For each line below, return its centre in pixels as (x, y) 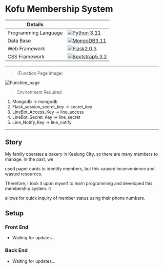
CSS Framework (26, 56)
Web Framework (26, 48)
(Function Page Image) (40, 73)
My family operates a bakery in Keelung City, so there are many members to (82, 154)
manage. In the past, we (29, 159)
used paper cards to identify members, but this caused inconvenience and (80, 168)
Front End (17, 227)
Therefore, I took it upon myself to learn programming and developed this (79, 183)
